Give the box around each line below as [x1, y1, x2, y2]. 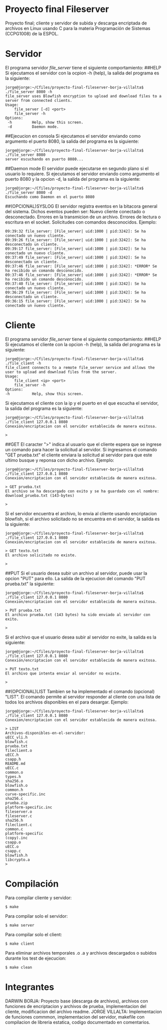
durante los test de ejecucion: [5, 955, 66, 961]
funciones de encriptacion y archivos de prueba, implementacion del [5, 1003, 147, 1009]
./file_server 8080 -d [5, 190, 52, 195]
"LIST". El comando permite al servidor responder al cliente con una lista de [5, 693, 161, 699]
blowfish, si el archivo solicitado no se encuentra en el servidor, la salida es [5, 516, 160, 522]
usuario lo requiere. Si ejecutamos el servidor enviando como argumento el [5, 171, 160, 177]
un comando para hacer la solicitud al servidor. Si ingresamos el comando [5, 446, 157, 452]
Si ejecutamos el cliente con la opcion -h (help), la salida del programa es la [5, 341, 161, 347]
